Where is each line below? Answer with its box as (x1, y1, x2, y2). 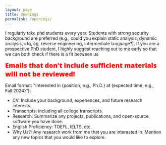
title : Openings (5, 12, 39, 17)
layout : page (5, 7, 32, 12)
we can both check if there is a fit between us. (5, 51, 100, 57)
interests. (12, 103, 32, 109)
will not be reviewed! (5, 70, 75, 79)
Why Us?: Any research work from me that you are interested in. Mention (12, 129, 162, 135)
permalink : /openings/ (5, 16, 52, 21)
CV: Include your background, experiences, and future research (12, 97, 143, 103)
